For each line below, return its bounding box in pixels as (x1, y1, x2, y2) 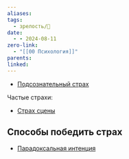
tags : (7, 16, 23, 23)
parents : (7, 55, 32, 62)
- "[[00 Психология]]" (13, 49, 78, 56)
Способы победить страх (7, 126, 123, 138)
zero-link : (7, 42, 38, 49)
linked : (7, 61, 30, 68)
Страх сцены (16, 106, 56, 114)
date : (7, 29, 23, 36)
